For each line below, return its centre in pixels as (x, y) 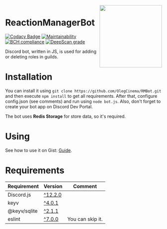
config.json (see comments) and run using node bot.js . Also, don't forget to (83, 101)
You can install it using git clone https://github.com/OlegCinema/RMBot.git (83, 91)
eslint (14, 219)
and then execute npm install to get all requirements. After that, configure (81, 96)
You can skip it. (85, 219)
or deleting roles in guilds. (32, 56)
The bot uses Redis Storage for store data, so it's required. (65, 116)
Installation (29, 77)
